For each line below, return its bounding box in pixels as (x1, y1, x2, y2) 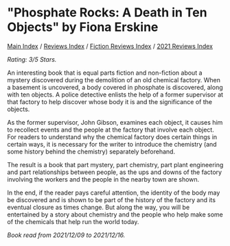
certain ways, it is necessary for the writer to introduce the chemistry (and (7, 140, 218, 148)
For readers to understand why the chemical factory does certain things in (7, 132, 218, 141)
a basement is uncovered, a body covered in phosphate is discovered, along (7, 83, 223, 91)
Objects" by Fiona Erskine (7, 19, 159, 35)
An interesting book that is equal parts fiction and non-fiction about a (7, 69, 203, 77)
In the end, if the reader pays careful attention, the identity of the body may (7, 188, 220, 197)
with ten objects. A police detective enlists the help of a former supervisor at (7, 90, 224, 99)
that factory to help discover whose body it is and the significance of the (7, 97, 213, 106)
